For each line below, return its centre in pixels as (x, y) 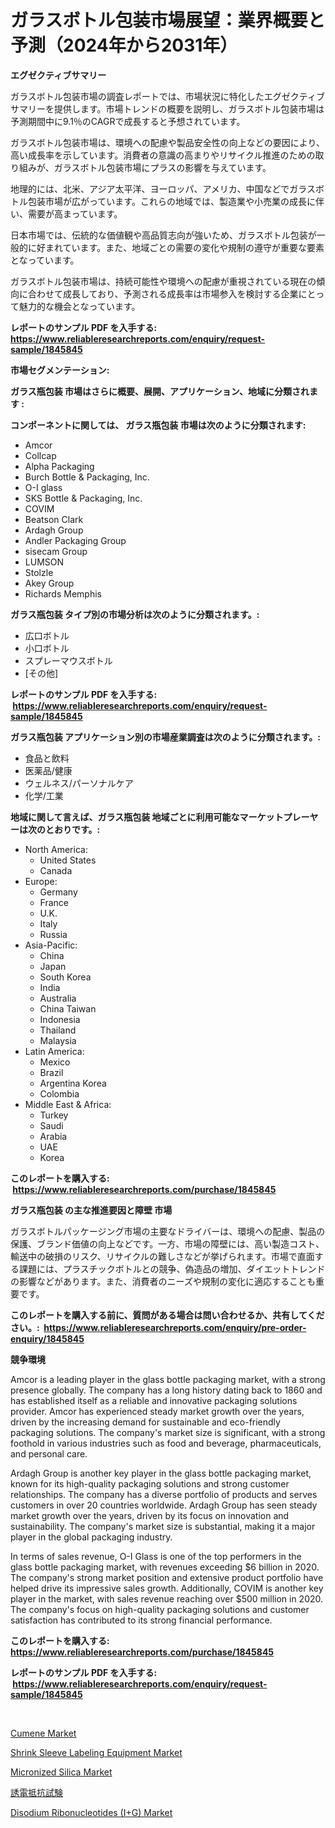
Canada (56, 870)
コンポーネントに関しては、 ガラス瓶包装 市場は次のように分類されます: (158, 425)
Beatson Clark (54, 519)
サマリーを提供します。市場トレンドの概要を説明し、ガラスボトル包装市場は (167, 108)
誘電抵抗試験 (36, 1792)
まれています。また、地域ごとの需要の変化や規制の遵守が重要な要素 (184, 247)
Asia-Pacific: (51, 945)
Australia (58, 998)
